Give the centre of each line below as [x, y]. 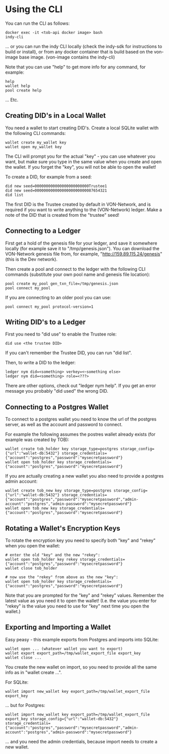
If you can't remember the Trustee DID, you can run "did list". [69, 353]
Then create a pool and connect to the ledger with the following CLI [75, 269]
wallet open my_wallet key [34, 147]
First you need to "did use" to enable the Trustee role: [61, 334]
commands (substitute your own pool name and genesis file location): [78, 274]
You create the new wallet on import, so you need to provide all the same [81, 667]
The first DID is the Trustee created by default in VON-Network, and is [78, 204]
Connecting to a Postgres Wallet [57, 407]
